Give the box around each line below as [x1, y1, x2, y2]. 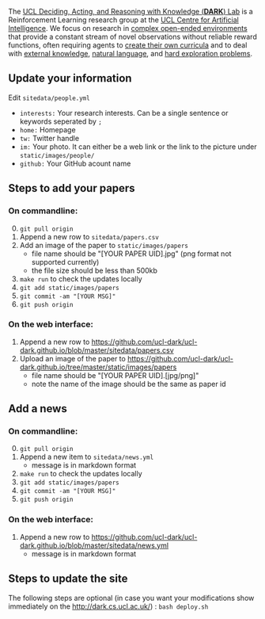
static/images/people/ [19, 151, 95, 159]
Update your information [8, 71, 132, 86]
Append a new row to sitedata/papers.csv [19, 231, 160, 241]
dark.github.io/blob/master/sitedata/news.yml [19, 541, 168, 550]
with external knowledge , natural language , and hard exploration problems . [8, 49, 253, 58]
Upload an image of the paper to [19, 353, 127, 363]
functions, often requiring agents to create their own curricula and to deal [8, 40, 248, 50]
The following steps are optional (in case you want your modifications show [8, 593, 255, 602]
